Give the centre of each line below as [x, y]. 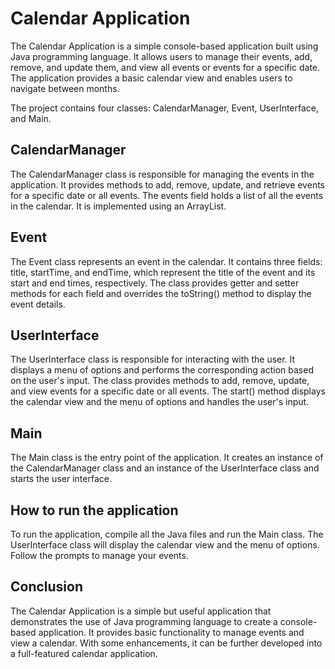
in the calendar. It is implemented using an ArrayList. [118, 206]
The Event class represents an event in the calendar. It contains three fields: [166, 261]
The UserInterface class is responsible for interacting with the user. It [153, 359]
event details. [38, 304]
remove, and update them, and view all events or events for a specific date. [165, 67]
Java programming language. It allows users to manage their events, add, [161, 56]
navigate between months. [65, 88]
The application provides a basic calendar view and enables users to [151, 78]
